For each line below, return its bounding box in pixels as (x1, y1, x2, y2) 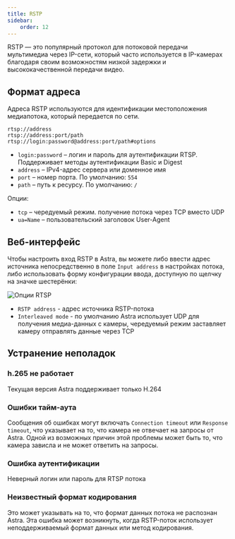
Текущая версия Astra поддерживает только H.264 (7, 384, 162, 393)
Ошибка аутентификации (7, 458, 100, 468)
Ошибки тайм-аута (7, 402, 77, 412)
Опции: (7, 194, 29, 203)
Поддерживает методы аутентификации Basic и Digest (17, 158, 183, 167)
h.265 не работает (7, 369, 74, 379)
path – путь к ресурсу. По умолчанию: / (17, 181, 138, 189)
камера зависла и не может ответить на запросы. (7, 441, 159, 449)
